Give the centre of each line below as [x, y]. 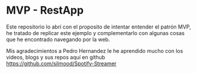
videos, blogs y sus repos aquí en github [56, 57]
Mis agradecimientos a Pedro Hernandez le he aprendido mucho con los [95, 50]
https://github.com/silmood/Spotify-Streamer [61, 64]
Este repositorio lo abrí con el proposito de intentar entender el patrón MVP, [99, 27]
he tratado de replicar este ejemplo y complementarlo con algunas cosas [96, 33]
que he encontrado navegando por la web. [58, 39]
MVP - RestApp [45, 10]
